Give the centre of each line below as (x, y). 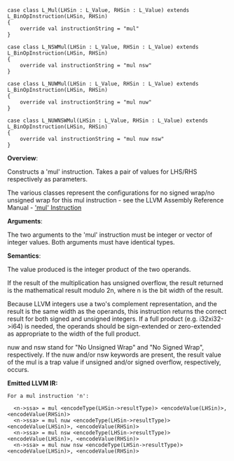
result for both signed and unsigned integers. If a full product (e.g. (103, 319)
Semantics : (24, 256)
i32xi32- (212, 319)
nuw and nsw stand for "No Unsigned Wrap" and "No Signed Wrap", (106, 347)
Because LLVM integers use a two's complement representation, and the (112, 304)
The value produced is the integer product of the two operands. (99, 269)
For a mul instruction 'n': (48, 396)
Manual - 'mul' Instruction (44, 207)
